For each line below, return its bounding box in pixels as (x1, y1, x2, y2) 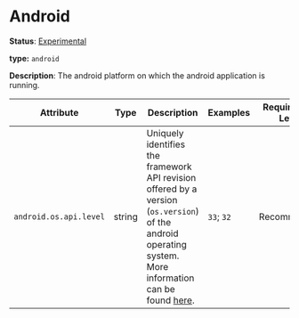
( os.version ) (146, 205, 200, 217)
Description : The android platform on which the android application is (9, 69, 265, 81)
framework (146, 160, 193, 173)
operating (146, 238, 187, 250)
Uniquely (146, 126, 184, 139)
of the (146, 216, 172, 228)
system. (146, 249, 180, 262)
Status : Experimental (9, 36, 87, 46)
